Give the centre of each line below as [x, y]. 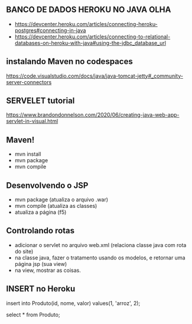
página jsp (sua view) [41, 264]
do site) [24, 251]
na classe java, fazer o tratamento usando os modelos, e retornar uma [100, 258]
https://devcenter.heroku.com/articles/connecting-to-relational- [92, 36]
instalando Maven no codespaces [69, 62]
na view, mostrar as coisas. [48, 270]
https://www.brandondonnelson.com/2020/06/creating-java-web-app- [93, 115]
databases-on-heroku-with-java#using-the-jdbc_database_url [90, 43]
